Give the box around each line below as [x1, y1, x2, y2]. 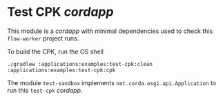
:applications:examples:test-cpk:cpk [7, 67, 116, 74]
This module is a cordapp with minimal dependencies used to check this [7, 27, 213, 35]
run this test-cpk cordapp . [7, 86, 83, 94]
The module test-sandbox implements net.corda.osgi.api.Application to [7, 78, 217, 87]
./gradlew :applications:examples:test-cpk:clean [7, 60, 153, 67]
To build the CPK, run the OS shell [7, 47, 104, 56]
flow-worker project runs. [7, 34, 79, 42]
